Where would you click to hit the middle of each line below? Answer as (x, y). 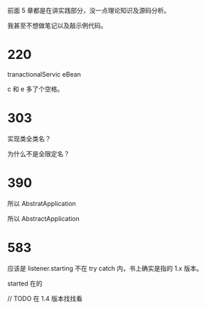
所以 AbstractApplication (44, 218)
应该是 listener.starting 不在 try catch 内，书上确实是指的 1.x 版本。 (105, 268)
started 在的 (25, 283)
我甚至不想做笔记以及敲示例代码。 (57, 26)
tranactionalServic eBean (44, 74)
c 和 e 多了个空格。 (36, 89)
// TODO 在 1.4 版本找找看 (45, 298)
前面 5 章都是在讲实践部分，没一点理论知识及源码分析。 (89, 10)
